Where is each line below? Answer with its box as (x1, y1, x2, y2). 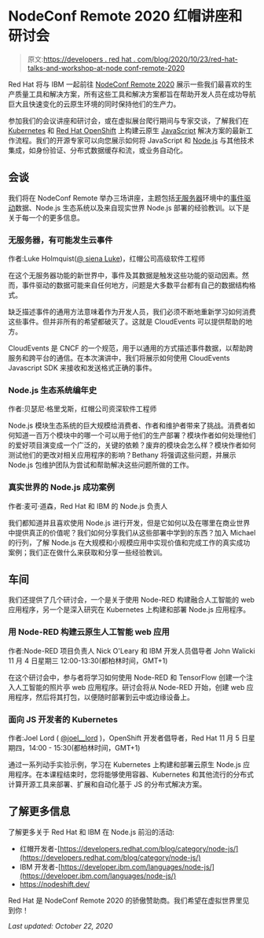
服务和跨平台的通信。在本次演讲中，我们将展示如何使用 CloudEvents (8, 354, 230, 363)
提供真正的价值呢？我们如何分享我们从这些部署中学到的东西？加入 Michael (14, 528, 256, 537)
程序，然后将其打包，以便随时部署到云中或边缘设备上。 (14, 692, 194, 702)
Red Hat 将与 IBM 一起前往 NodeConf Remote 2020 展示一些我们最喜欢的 (8, 80, 246, 89)
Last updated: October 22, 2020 (8, 921, 113, 930)
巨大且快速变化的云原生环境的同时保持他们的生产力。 (8, 99, 181, 109)
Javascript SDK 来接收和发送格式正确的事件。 (8, 363, 157, 373)
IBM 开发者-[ (19, 862, 61, 871)
